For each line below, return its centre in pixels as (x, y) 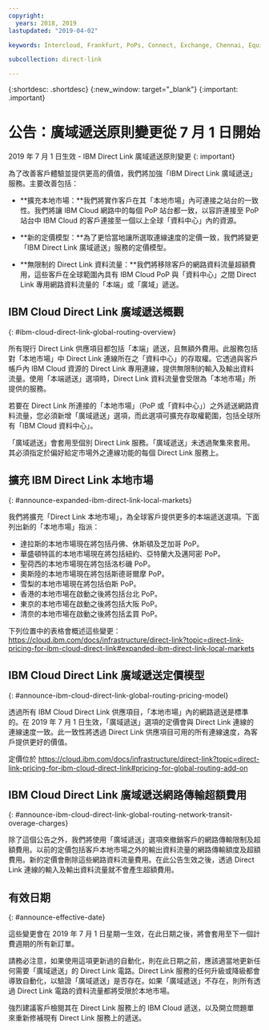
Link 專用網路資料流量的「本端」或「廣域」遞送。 (101, 284)
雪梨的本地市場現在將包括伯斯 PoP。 (80, 583)
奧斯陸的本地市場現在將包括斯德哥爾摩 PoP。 (94, 573)
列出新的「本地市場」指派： (54, 526)
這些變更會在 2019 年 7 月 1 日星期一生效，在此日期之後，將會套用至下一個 (131, 934)
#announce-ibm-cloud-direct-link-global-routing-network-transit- (124, 815)
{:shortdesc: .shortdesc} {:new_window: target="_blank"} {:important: (123, 90)
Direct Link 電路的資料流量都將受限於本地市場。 (96, 991)
